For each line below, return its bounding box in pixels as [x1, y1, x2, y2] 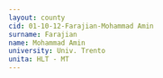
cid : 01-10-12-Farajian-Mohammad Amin [8, 22, 154, 30]
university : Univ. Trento [8, 47, 105, 56]
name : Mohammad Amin [8, 38, 86, 48]
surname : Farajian [8, 30, 77, 39]
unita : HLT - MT [8, 55, 69, 64]
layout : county [8, 13, 66, 22]
